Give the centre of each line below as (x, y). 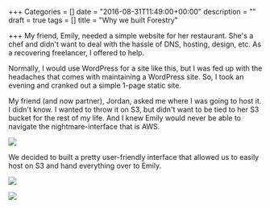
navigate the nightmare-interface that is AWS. (84, 126)
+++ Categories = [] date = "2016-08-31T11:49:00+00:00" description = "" (132, 12)
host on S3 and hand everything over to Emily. (85, 165)
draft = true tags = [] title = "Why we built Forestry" (93, 20)
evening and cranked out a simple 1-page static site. (95, 85)
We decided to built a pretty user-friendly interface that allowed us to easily (134, 157)
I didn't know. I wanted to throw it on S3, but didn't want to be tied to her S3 (134, 109)
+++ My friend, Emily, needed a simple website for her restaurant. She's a (131, 36)
